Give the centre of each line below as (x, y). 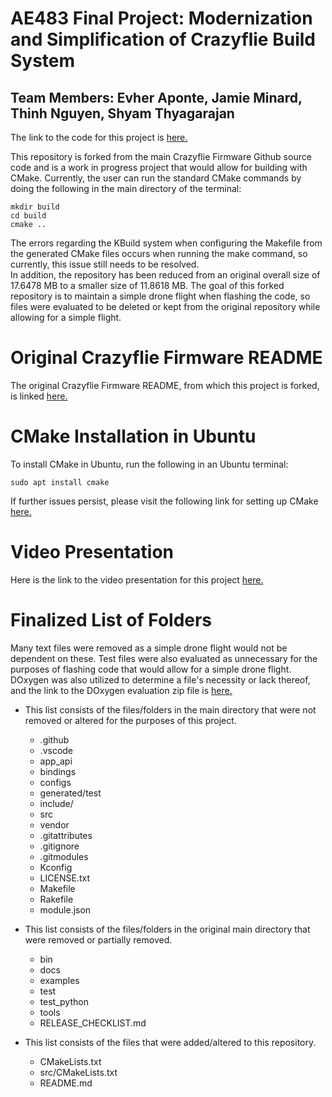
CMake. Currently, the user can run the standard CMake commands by (156, 178)
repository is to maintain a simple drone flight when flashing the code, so (160, 296)
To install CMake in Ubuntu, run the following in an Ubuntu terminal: (149, 464)
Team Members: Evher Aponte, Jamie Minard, (156, 97)
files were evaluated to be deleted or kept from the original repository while (165, 306)
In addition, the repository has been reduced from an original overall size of (165, 275)
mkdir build (35, 207)
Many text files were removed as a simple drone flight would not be (149, 648)
